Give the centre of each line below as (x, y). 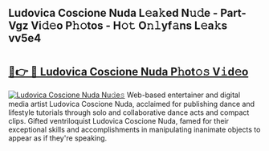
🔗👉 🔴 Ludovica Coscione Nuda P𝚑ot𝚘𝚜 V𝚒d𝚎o (128, 71)
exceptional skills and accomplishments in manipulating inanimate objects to (134, 129)
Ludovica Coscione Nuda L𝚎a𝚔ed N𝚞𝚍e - (113, 13)
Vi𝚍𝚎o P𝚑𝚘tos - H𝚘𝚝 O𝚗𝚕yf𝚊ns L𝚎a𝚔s (129, 26)
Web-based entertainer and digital (184, 95)
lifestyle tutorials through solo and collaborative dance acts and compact (129, 112)
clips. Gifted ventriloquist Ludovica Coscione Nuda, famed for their (118, 121)
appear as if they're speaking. (58, 138)
